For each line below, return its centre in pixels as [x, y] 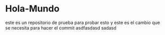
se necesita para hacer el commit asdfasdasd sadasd [61, 27]
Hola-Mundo [32, 9]
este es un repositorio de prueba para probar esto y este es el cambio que [83, 22]
